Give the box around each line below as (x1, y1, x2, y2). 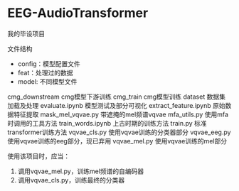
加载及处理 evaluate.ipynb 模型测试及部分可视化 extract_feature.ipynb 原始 (7, 101, 225, 109)
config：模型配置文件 (17, 59, 80, 68)
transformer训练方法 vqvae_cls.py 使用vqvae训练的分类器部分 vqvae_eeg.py (7, 128, 231, 136)
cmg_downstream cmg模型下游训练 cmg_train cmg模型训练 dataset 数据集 (7, 92, 226, 101)
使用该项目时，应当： (7, 151, 70, 160)
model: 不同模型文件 (17, 77, 78, 86)
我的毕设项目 (7, 29, 45, 38)
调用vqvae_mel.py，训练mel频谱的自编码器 (17, 167, 144, 175)
